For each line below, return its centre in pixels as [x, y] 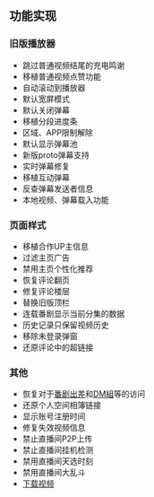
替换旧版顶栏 [46, 302]
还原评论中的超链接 [58, 347]
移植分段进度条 [50, 121]
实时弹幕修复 [46, 166]
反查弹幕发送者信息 [58, 188]
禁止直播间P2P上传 [57, 439]
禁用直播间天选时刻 [58, 461]
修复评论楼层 [46, 291]
